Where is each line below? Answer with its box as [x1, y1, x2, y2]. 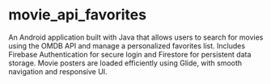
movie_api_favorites [8, 6, 147, 24]
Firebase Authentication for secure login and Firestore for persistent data [8, 49, 252, 59]
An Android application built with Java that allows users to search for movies [8, 32, 264, 42]
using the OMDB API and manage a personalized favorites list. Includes [8, 40, 245, 50]
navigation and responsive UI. [8, 66, 108, 76]
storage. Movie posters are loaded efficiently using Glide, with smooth [8, 58, 243, 68]
